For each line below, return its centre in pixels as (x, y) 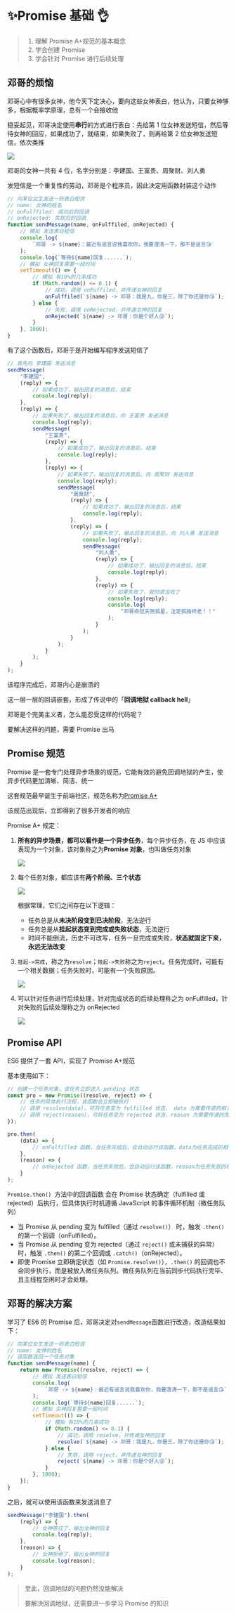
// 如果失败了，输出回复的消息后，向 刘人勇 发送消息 (151, 533)
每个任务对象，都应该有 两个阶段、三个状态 (79, 877)
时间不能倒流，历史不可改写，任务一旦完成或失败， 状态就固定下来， (126, 938)
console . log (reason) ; (64, 1561)
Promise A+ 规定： (34, 825)
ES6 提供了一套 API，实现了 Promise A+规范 (71, 1061)
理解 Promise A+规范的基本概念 (80, 41)
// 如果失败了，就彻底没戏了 (144, 592)
